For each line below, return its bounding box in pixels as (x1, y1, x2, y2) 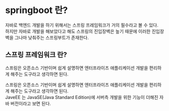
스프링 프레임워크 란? (5, 50, 67, 59)
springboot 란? (5, 4, 68, 16)
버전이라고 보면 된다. (10, 100, 51, 106)
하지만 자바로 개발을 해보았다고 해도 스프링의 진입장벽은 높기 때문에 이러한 (5, 28, 151, 34)
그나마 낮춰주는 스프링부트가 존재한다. (14, 34, 89, 40)
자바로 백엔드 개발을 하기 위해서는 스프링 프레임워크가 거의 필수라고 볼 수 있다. (5, 22, 159, 28)
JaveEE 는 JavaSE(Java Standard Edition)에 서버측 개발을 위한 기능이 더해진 (5, 94, 158, 100)
